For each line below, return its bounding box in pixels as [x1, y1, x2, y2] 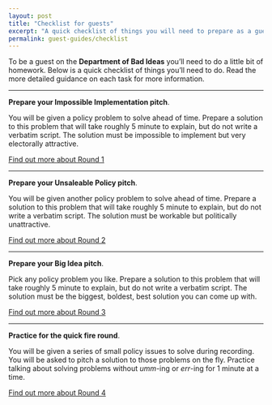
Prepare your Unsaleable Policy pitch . [8, 178, 138, 187]
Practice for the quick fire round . [8, 330, 120, 341]
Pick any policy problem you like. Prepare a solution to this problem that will [8, 274, 261, 284]
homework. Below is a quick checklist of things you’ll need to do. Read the [8, 66, 257, 75]
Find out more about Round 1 [8, 155, 104, 165]
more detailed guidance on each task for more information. [8, 74, 205, 84]
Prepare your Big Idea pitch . [8, 259, 104, 269]
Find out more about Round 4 [8, 388, 107, 398]
